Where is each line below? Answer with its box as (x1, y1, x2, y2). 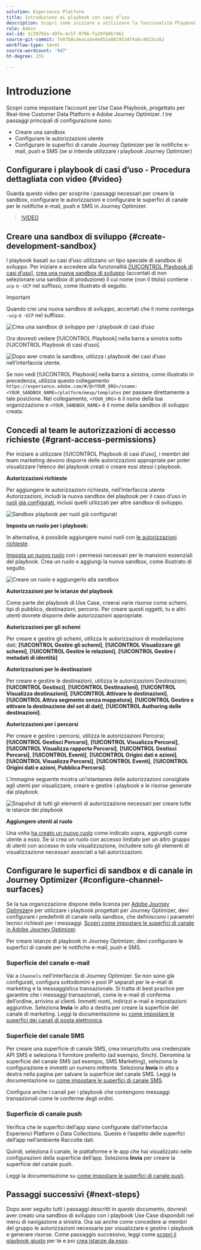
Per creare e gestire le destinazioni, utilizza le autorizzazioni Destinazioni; (6, 677, 187, 684)
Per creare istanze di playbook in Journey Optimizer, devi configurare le (6, 937, 184, 944)
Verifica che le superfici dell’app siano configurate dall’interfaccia (6, 1123, 168, 1130)
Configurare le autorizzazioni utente (14, 135, 103, 142)
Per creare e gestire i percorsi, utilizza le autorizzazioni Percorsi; (6, 732, 166, 739)
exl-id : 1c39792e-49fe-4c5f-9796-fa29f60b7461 (6, 31, 124, 37)
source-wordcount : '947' (6, 48, 68, 54)
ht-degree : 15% (6, 53, 44, 59)
